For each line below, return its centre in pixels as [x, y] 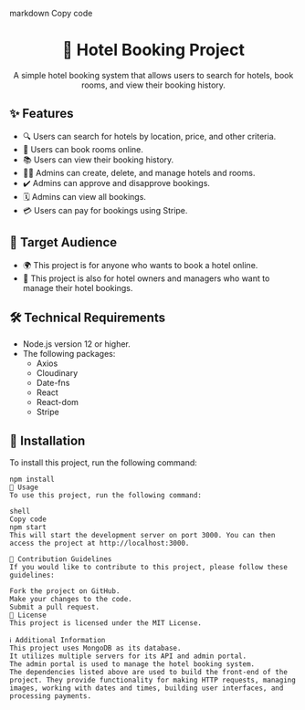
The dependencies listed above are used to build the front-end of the [148, 673]
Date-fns [53, 383]
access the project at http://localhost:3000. [100, 543]
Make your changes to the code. [71, 600]
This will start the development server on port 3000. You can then [142, 536]
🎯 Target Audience [63, 242]
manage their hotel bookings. [78, 287]
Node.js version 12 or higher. [76, 344]
